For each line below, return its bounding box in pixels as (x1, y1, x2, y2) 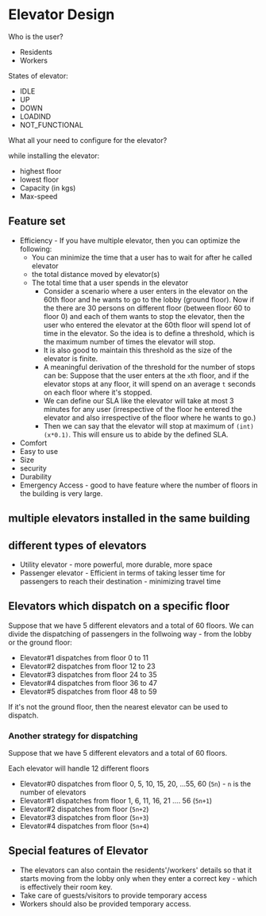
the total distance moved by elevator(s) (31, 269, 160, 279)
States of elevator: (8, 71, 69, 80)
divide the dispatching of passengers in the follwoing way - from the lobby (8, 629, 253, 638)
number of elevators (19, 787, 87, 797)
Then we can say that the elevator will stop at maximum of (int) (43, 421, 254, 430)
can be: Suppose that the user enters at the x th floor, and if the (43, 371, 249, 380)
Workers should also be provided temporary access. (19, 899, 192, 908)
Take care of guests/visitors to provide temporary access (19, 891, 208, 900)
